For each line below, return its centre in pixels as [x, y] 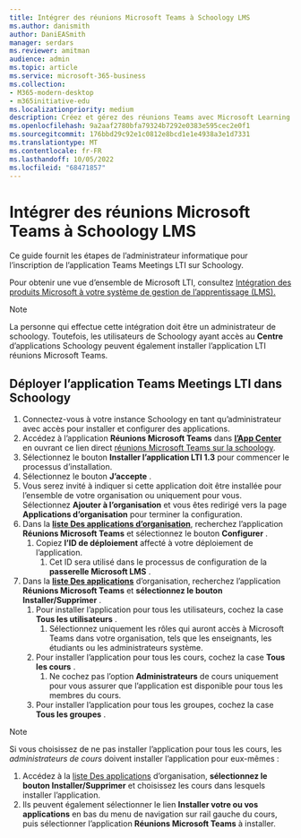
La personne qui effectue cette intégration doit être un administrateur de [142, 327]
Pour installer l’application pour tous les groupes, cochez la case [155, 705]
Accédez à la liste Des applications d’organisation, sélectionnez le [145, 776]
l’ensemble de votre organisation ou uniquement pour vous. [132, 496]
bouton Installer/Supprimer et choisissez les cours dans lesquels [144, 786]
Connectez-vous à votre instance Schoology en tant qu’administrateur [152, 419]
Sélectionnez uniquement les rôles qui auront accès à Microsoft [167, 629]
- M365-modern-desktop [52, 92]
